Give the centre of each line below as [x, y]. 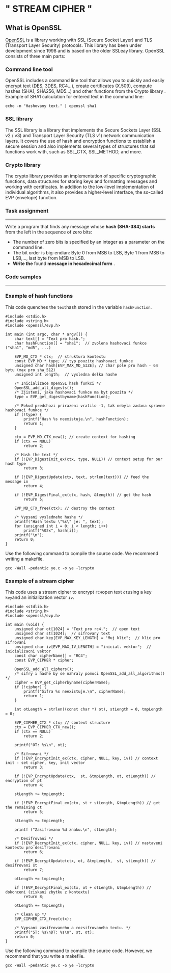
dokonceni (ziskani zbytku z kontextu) [48, 892]
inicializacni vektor [28, 651]
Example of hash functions [39, 296]
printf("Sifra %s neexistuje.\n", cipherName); [75, 692]
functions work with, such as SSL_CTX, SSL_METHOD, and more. [74, 151]
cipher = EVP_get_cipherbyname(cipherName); [62, 683]
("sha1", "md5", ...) [28, 348]
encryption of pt [24, 781]
